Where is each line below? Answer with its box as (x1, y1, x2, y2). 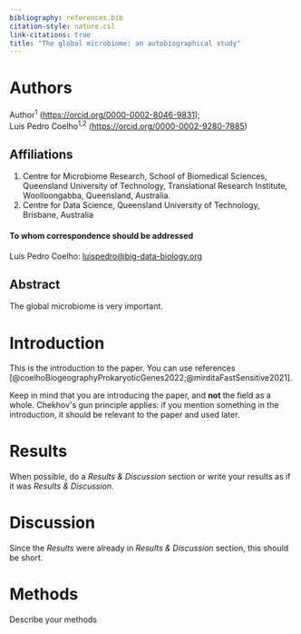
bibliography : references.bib (9, 13, 124, 23)
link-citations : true (9, 30, 92, 39)
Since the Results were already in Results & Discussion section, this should (9, 542, 289, 554)
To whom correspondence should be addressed (9, 230, 194, 241)
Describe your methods (9, 614, 98, 625)
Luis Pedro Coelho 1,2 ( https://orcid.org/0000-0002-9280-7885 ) (9, 119, 248, 132)
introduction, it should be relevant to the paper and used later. (9, 410, 240, 421)
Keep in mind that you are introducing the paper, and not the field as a (9, 390, 272, 401)
